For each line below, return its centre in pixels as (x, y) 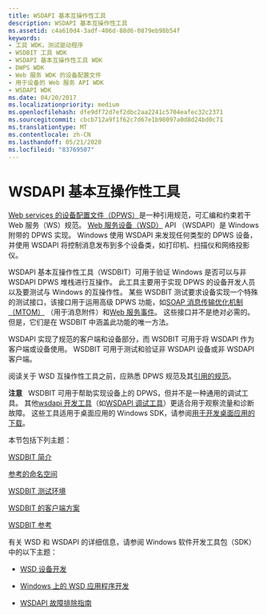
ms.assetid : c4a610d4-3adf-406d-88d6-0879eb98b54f (94, 30)
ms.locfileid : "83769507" (51, 150)
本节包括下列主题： (40, 440)
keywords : (25, 38)
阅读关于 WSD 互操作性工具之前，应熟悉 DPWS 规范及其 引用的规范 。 (122, 376)
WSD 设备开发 (43, 569)
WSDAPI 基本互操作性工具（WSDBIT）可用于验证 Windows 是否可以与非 (128, 272)
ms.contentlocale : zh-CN (50, 134)
